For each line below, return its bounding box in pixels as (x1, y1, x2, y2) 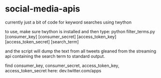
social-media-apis (5, 3, 80, 14)
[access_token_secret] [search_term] (5, 39, 79, 44)
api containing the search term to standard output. (5, 53, 105, 59)
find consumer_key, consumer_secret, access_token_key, (5, 63, 119, 68)
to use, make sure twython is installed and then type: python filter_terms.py (5, 28, 155, 34)
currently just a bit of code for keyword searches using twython (5, 19, 132, 25)
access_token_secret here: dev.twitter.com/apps (5, 67, 102, 73)
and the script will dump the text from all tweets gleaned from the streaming (5, 48, 156, 54)
